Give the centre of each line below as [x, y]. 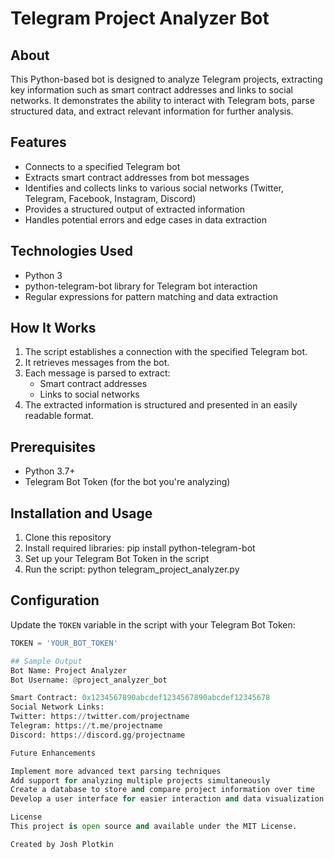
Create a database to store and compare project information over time [162, 790]
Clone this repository [68, 538]
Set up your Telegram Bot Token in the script [117, 559]
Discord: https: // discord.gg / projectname [98, 735]
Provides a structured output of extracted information [134, 209]
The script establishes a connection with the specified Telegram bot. [166, 352]
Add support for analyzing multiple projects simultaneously [140, 780]
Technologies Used [71, 251]
